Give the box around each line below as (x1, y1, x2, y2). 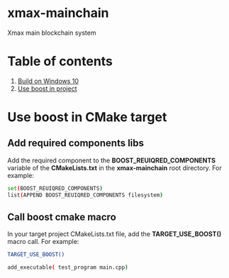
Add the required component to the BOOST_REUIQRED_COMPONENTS (7, 156, 216, 165)
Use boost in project (17, 84, 77, 93)
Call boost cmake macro (7, 211, 117, 223)
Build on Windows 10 (17, 77, 79, 85)
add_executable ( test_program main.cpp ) (7, 264, 129, 271)
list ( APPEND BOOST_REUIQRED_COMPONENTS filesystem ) (7, 191, 163, 199)
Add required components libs (7, 137, 144, 150)
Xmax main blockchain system (7, 28, 96, 37)
